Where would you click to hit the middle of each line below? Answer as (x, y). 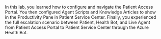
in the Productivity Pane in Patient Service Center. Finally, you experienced (81, 17)
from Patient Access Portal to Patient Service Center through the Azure (77, 27)
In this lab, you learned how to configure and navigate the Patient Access (79, 7)
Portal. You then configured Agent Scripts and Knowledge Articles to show (80, 12)
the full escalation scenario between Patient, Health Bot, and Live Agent (78, 22)
